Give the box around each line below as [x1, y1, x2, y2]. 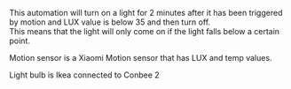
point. [9, 35, 31, 46]
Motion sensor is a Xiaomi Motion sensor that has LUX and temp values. [9, 53, 272, 63]
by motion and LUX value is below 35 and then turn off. [9, 17, 211, 27]
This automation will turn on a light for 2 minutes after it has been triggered [9, 8, 283, 18]
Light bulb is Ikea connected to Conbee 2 [9, 70, 160, 80]
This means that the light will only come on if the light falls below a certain [9, 26, 280, 36]
